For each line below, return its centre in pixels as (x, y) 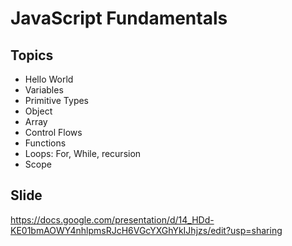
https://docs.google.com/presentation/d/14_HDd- (112, 219)
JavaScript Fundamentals (119, 18)
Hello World (49, 79)
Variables (44, 90)
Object (38, 111)
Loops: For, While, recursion (83, 153)
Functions (45, 143)
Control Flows (53, 132)
